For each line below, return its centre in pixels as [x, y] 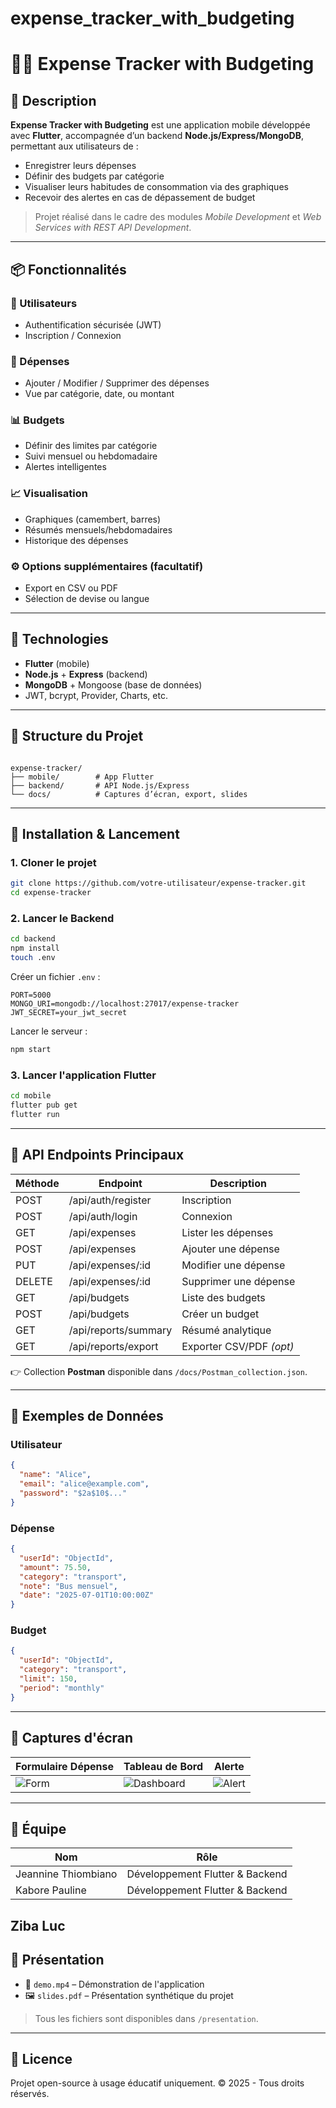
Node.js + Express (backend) [86, 674]
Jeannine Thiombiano [66, 1874]
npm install [35, 948]
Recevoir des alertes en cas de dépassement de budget [140, 198]
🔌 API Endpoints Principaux [97, 1155]
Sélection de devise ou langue [87, 599]
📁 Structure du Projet [77, 736]
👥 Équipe [38, 1828]
